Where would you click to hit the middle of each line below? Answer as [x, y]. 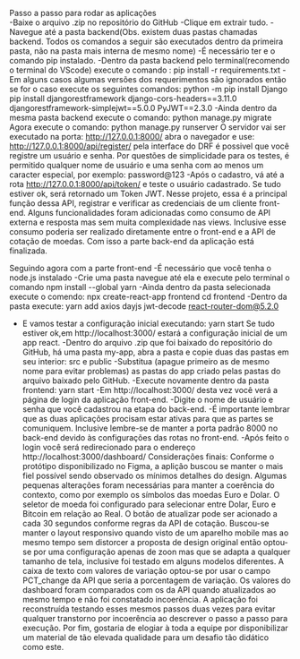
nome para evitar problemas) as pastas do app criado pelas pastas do [151, 371]
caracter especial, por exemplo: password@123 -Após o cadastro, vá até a [147, 175]
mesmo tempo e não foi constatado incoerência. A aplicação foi [140, 599]
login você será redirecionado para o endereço [109, 447]
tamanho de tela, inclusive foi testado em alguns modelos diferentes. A [153, 561]
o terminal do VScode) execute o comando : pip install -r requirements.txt [145, 70]
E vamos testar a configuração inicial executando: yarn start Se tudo [149, 323]
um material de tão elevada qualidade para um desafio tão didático [146, 638]
